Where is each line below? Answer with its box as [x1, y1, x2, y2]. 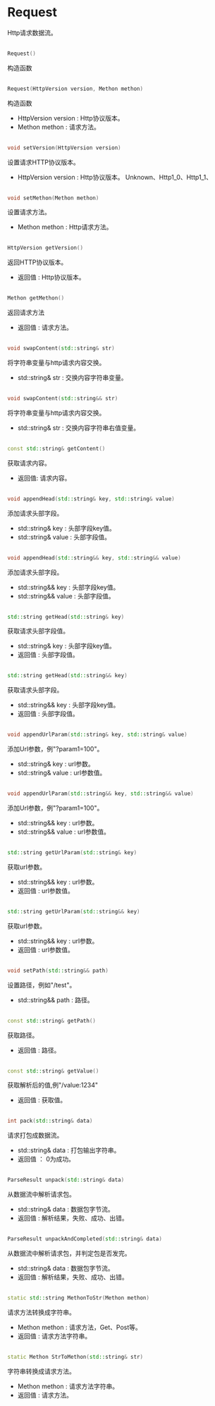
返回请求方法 [7, 308, 44, 317]
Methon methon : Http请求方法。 [17, 223, 113, 231]
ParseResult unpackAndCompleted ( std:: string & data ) [7, 1235, 162, 1242]
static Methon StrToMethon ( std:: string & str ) [7, 1353, 143, 1360]
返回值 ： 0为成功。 [17, 1155, 75, 1164]
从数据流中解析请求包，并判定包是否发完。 [7, 1249, 131, 1258]
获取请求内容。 [7, 459, 51, 467]
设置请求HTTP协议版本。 [7, 158, 80, 166]
